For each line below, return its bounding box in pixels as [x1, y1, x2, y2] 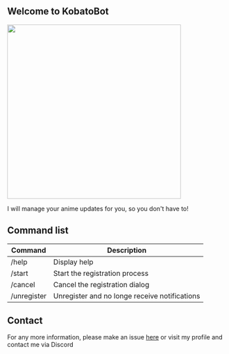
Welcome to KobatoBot [7, 6, 109, 17]
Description [107, 245, 147, 255]
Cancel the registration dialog [53, 279, 150, 289]
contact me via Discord [7, 341, 74, 349]
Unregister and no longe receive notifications [53, 291, 201, 300]
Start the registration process [53, 268, 149, 278]
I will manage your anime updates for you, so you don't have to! [7, 204, 189, 213]
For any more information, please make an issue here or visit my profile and [7, 333, 223, 341]
